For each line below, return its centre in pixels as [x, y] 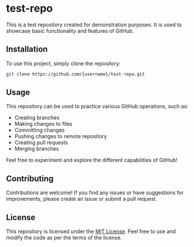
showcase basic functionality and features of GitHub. [70, 30]
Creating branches [37, 118]
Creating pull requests [41, 143]
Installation [27, 49]
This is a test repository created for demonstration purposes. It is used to [94, 25]
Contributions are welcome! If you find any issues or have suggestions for [95, 193]
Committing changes [40, 130]
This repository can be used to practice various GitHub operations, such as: [97, 107]
